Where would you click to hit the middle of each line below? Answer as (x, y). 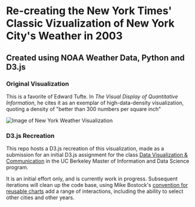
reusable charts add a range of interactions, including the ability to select (95, 191)
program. (17, 167)
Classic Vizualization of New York (90, 23)
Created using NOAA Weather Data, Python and (95, 57)
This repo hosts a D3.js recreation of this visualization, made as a (85, 149)
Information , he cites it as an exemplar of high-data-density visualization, (95, 103)
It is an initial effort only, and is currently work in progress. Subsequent (92, 179)
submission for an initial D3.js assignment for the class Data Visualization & (97, 155)
